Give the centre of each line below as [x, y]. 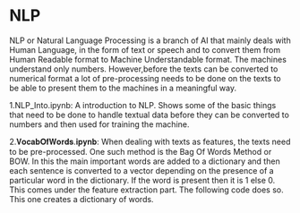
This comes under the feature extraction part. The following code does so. [146, 190]
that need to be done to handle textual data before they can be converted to [149, 115]
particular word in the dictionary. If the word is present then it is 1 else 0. [142, 180]
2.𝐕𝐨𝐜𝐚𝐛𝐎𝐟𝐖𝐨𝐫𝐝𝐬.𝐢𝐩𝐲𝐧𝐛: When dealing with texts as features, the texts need [150, 141]
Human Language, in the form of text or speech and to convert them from [145, 49]
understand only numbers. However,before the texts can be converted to [144, 69]
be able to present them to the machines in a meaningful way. [123, 88]
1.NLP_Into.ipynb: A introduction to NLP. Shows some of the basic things [143, 105]
